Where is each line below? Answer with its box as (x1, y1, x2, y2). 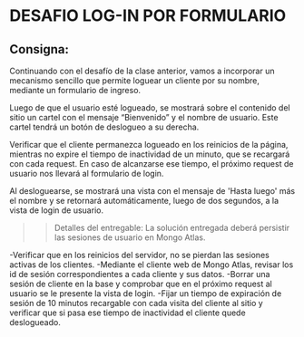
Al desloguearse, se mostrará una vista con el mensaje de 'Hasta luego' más (9, 186, 296, 196)
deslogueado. (9, 317, 61, 327)
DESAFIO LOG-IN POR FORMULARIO (9, 5, 287, 26)
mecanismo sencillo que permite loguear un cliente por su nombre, (9, 75, 260, 86)
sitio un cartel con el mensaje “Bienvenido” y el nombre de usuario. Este (9, 112, 279, 122)
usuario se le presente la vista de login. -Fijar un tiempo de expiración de (9, 288, 282, 299)
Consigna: (9, 42, 70, 57)
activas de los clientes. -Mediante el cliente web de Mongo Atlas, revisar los (9, 259, 294, 270)
